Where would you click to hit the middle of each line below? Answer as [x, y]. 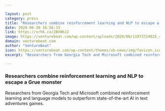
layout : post [18, 14]
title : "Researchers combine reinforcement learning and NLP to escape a [82, 23]
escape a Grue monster [34, 82]
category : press [22, 18]
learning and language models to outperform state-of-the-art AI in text [76, 98]
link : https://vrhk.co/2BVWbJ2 [37, 32]
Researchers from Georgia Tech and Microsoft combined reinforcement [77, 93]
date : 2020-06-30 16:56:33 [33, 27]
